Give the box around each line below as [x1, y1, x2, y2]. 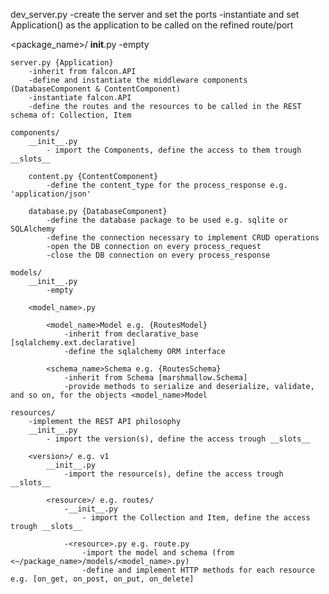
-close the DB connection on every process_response [46, 250, 271, 260]
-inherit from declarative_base [63, 329, 199, 339]
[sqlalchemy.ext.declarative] [10, 338, 137, 348]
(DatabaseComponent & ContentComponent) [10, 84, 182, 94]
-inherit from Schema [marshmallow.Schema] [63, 373, 248, 383]
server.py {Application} [10, 58, 114, 68]
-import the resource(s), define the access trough [63, 469, 284, 479]
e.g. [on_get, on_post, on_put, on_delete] [10, 574, 195, 584]
